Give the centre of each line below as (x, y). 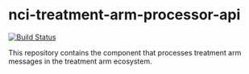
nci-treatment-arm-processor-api (124, 15)
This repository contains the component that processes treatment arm (125, 52)
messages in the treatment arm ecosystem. (80, 61)
